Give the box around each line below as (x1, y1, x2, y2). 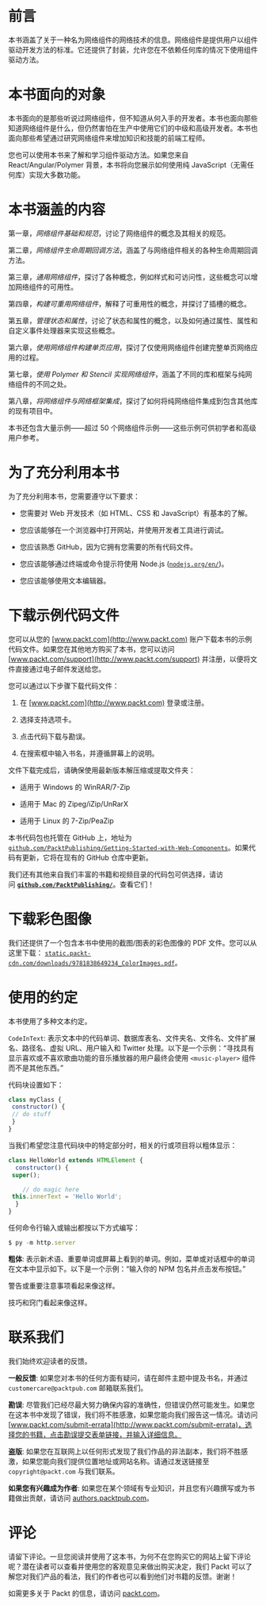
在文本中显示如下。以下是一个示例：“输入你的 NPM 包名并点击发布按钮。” (8, 1264, 246, 1273)
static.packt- (44, 949, 92, 957)
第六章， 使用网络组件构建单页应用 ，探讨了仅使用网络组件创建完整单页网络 (8, 342, 251, 352)
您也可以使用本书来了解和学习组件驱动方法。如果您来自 (8, 150, 188, 160)
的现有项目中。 (8, 406, 57, 415)
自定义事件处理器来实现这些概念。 (8, 325, 120, 335)
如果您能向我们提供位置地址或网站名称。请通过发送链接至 (21, 1456, 210, 1465)
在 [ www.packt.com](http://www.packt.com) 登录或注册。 (19, 698, 209, 707)
